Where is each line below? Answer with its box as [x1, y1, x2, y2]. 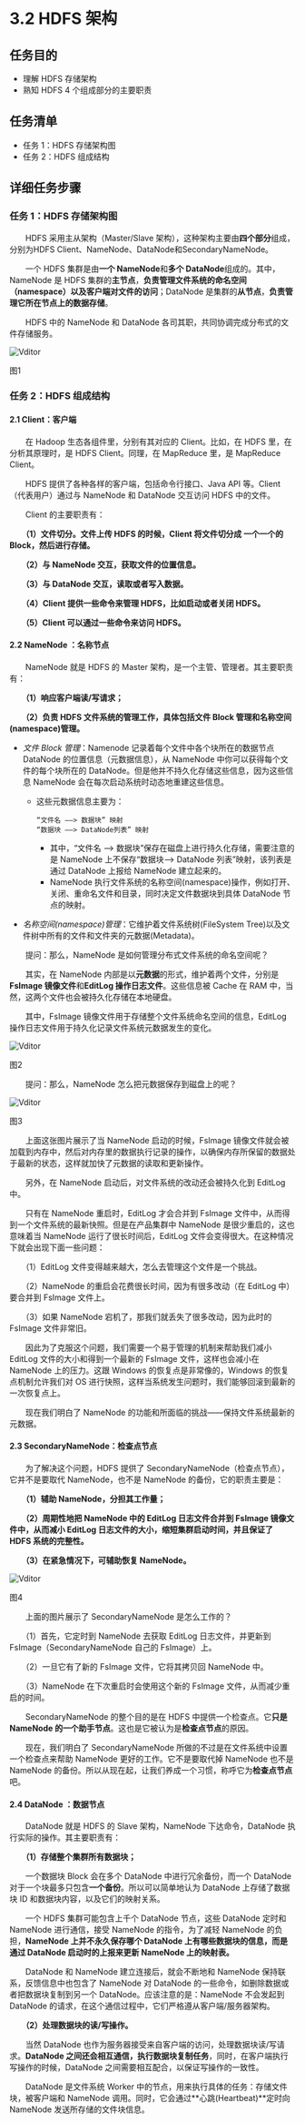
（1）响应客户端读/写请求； [25, 692, 124, 703]
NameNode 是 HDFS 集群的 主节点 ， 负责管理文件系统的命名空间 [9, 274, 248, 285]
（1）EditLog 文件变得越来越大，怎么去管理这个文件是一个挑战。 [25, 1261, 262, 1272]
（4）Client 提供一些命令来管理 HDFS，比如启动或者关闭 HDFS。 [25, 597, 266, 608]
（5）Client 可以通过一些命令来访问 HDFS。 [25, 616, 186, 628]
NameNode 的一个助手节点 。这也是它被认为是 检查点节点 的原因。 [9, 1722, 254, 1734]
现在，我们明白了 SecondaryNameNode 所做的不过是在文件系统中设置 [25, 1742, 289, 1753]
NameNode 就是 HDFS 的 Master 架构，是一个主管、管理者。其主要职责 [25, 661, 293, 672]
